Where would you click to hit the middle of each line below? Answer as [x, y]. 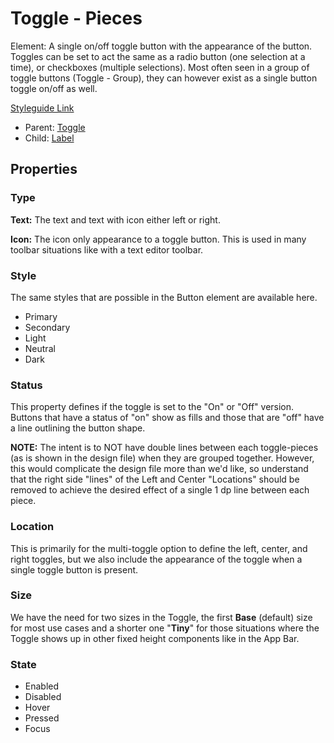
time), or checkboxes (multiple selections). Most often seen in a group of [160, 67]
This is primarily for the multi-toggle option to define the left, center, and [159, 548]
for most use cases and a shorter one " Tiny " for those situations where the [165, 628]
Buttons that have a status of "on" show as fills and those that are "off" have [167, 418]
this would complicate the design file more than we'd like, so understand [159, 469]
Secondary [47, 327]
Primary [41, 316]
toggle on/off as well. [54, 88]
